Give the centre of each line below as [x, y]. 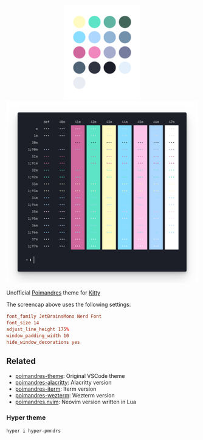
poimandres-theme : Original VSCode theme [70, 375]
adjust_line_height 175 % [38, 330]
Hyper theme [26, 417]
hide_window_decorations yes [43, 342]
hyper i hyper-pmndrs [34, 431]
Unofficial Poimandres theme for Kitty [53, 293]
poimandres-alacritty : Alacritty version [63, 382]
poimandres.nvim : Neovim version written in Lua [76, 402]
